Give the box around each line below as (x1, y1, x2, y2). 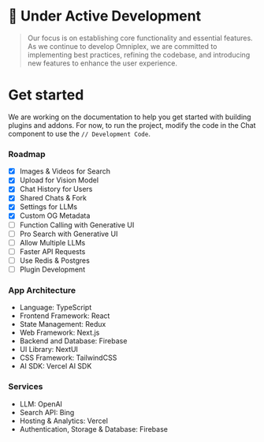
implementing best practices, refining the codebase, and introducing (27, 50, 251, 59)
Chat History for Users (19, 185, 93, 194)
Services (8, 381, 43, 392)
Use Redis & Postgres (19, 256, 91, 265)
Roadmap (8, 148, 46, 159)
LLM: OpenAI (19, 399, 63, 409)
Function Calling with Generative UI (19, 220, 135, 230)
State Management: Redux (19, 320, 106, 329)
